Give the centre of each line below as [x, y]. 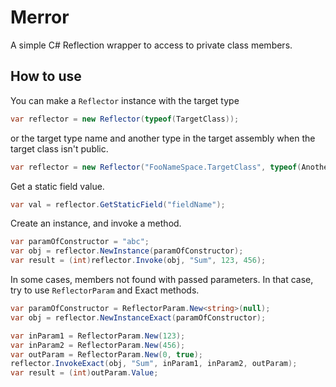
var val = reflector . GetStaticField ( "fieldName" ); [118, 204]
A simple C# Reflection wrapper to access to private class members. [151, 45]
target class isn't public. [59, 148]
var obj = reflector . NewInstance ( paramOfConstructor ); [127, 251]
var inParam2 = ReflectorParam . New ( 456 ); [98, 345]
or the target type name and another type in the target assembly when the [163, 138]
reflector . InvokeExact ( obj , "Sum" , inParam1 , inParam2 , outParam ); [154, 364]
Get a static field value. [57, 186]
